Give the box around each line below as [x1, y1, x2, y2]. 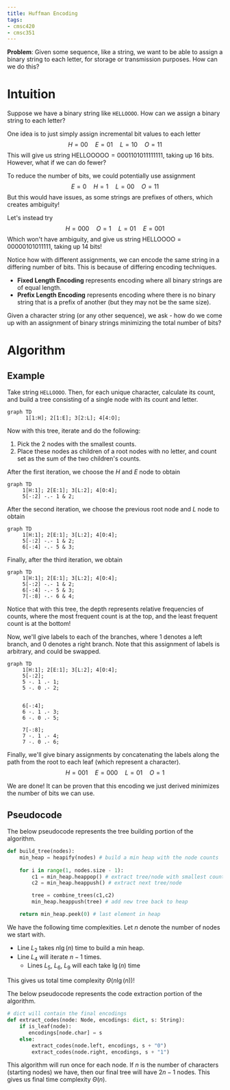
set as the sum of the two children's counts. [16, 455, 142, 463]
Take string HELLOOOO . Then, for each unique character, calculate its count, [7, 388, 216, 396]
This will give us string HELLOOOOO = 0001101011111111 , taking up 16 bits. [7, 152, 214, 160]
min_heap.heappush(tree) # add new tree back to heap [31, 899, 188, 906]
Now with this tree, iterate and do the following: [7, 426, 141, 435]
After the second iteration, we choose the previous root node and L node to [7, 505, 220, 513]
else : [19, 1036, 36, 1043]
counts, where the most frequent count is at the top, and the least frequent [7, 612, 218, 620]
